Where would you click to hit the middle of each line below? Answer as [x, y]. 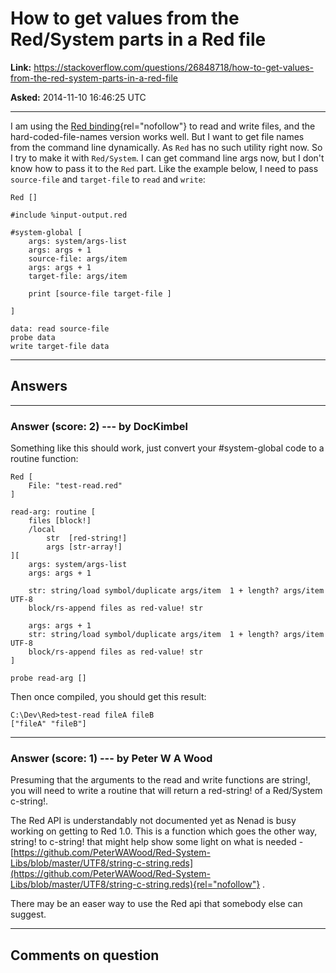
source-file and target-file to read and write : [108, 179]
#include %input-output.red [69, 215]
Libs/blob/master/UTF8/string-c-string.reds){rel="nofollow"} [135, 884]
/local [42, 530]
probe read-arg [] [48, 678]
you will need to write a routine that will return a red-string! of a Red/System [166, 791]
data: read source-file [60, 328]
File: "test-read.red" [75, 486]
